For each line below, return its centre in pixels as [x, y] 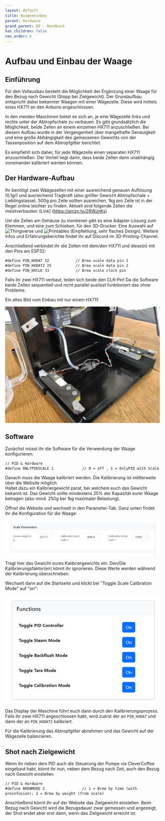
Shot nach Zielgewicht [40, 752]
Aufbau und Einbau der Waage [69, 61]
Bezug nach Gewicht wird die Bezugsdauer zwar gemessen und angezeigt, [81, 808]
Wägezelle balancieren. [29, 736]
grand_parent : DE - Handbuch [35, 26]
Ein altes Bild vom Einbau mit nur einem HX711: [52, 299]
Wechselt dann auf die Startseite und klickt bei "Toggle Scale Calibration [79, 583]
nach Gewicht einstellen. [30, 774]
